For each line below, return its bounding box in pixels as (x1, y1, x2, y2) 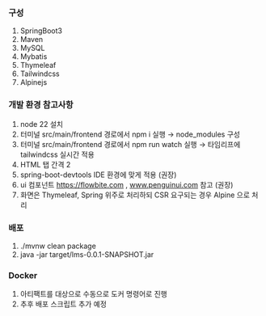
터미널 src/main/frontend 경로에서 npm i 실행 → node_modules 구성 (19, 129, 241, 139)
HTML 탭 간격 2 (19, 159, 71, 169)
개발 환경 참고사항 (8, 99, 74, 111)
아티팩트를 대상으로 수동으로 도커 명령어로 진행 (19, 289, 167, 299)
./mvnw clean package (19, 241, 97, 251)
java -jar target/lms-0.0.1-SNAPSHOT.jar (19, 249, 154, 259)
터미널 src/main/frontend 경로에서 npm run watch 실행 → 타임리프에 (19, 139, 241, 149)
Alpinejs (19, 78, 48, 87)
